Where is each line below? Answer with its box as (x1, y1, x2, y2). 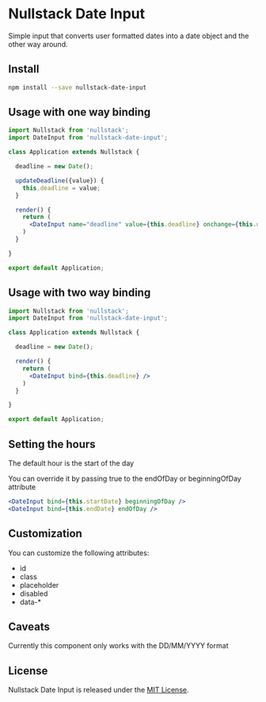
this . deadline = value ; (22, 184, 101, 192)
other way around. (8, 39, 68, 48)
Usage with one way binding (8, 105, 151, 119)
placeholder (19, 580, 59, 589)
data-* (19, 597, 42, 607)
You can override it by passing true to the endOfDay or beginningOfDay (8, 474, 241, 483)
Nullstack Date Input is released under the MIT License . (8, 685, 189, 695)
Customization (8, 527, 83, 540)
